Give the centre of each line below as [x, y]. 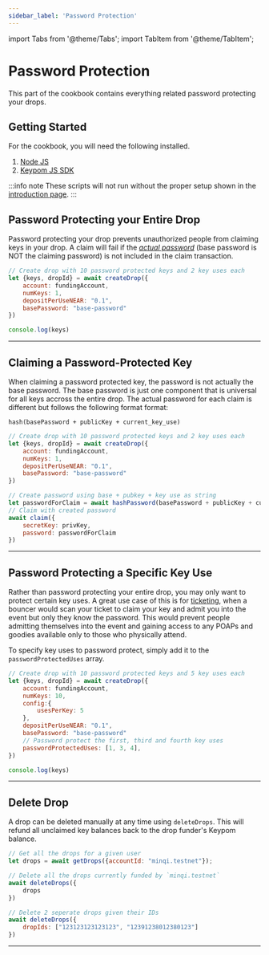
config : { [37, 703]
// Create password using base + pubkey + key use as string [112, 496]
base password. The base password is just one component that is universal [133, 390]
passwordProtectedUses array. [56, 659]
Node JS [34, 162]
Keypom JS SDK [47, 170]
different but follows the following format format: [88, 407]
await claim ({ [32, 518]
